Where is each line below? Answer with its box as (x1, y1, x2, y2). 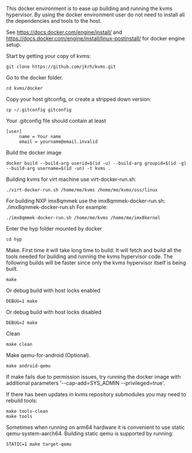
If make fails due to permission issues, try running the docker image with (6, 373, 181, 380)
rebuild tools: (6, 397, 38, 404)
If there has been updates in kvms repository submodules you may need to (6, 391, 187, 397)
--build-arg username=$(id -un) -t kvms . (6, 166, 111, 171)
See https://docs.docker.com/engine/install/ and (6, 29, 123, 36)
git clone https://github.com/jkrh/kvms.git (6, 64, 116, 70)
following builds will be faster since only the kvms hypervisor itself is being (6, 259, 186, 266)
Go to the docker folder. (6, 74, 63, 81)
